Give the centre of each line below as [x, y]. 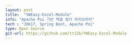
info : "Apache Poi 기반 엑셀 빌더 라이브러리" [50, 19]
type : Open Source [25, 29]
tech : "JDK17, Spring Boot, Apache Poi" [50, 24]
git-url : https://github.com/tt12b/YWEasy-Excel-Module [66, 33]
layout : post [19, 10]
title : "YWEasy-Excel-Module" [39, 15]
